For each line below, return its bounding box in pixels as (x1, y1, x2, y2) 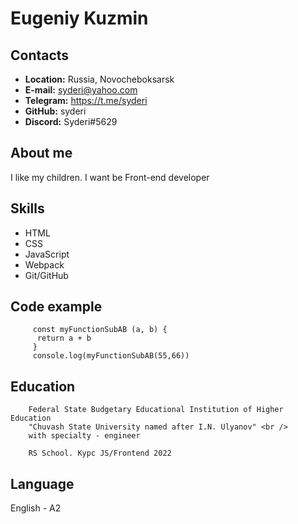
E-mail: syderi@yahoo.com (24, 84, 138, 96)
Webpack (24, 258, 65, 271)
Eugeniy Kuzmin (10, 7, 149, 30)
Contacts (10, 47, 70, 64)
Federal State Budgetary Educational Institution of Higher (28, 405, 284, 415)
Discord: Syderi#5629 (24, 116, 118, 127)
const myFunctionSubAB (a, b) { (32, 325, 168, 335)
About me (10, 145, 73, 162)
